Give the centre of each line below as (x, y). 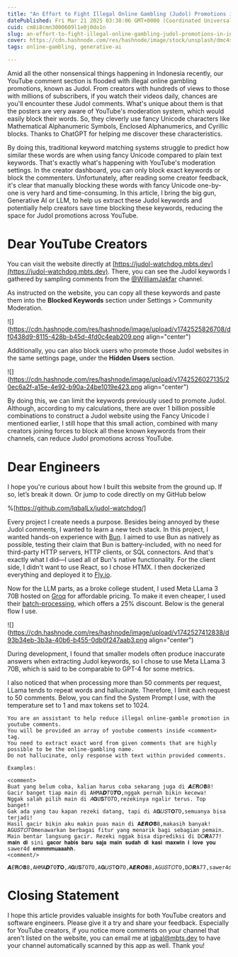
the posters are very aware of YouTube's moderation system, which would (116, 111)
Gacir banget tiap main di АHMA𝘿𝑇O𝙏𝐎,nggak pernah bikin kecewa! (107, 793)
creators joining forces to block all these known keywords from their (107, 431)
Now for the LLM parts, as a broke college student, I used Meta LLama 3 (113, 588)
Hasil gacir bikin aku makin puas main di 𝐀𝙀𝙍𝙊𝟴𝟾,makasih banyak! (109, 824)
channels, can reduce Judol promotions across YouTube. (90, 438)
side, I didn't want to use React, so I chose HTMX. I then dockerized (106, 567)
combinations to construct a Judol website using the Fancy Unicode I (108, 416)
